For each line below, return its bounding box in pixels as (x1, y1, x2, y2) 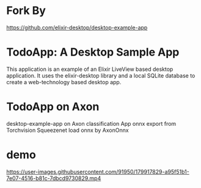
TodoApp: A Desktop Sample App (6, 45, 180, 59)
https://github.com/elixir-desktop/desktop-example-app (6, 24, 148, 31)
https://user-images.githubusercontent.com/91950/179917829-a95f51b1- (6, 168, 189, 175)
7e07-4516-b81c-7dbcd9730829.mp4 (6, 175, 101, 182)
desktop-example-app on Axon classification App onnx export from (6, 120, 177, 127)
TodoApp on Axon (6, 100, 100, 114)
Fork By (6, 4, 46, 18)
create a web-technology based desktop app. (6, 78, 122, 85)
